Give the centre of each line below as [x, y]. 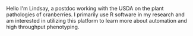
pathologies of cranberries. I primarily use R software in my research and [96, 15]
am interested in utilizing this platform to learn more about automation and [96, 21]
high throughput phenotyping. [43, 27]
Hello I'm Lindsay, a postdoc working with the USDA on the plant [85, 8]
